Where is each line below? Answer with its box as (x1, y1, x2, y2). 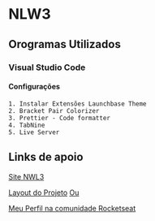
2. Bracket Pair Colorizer (8, 106, 100, 115)
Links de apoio (8, 150, 84, 164)
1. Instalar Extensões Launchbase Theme (8, 99, 148, 108)
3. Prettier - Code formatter (8, 114, 111, 122)
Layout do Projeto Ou (8, 188, 80, 197)
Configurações (8, 82, 61, 92)
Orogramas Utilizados (8, 37, 122, 51)
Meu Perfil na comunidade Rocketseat (8, 203, 136, 213)
